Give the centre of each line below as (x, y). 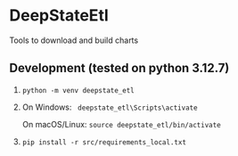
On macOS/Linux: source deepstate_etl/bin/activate (121, 124)
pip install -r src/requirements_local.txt (104, 142)
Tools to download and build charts (74, 40)
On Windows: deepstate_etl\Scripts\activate (110, 107)
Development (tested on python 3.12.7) (119, 68)
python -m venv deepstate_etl (78, 90)
